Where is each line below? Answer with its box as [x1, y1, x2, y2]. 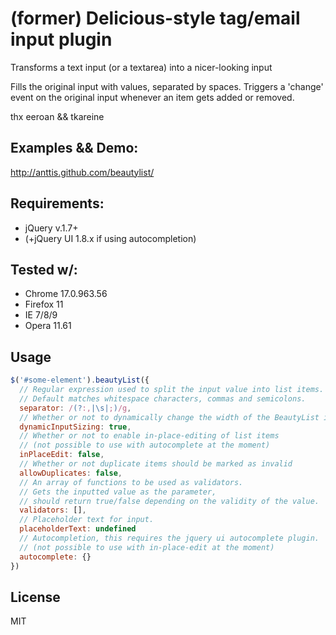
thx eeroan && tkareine [10, 110, 105, 122]
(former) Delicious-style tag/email [10, 7, 301, 30]
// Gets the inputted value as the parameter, [19, 487, 217, 497]
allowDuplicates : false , [19, 468, 123, 478]
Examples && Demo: [10, 140, 139, 157]
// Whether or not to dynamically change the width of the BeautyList [19, 412, 320, 422]
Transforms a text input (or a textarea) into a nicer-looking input [10, 61, 273, 73]
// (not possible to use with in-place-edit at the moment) [19, 542, 275, 552]
